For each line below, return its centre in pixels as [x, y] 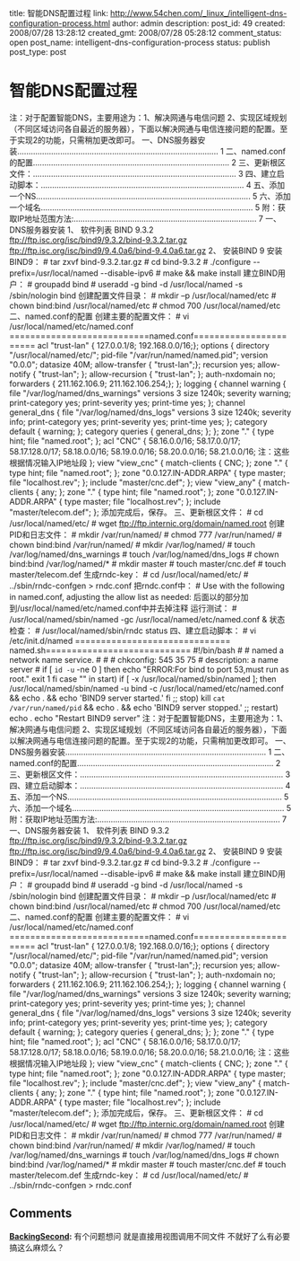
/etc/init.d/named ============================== [120, 640]
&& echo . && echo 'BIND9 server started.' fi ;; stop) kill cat [117, 698]
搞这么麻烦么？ [37, 1248]
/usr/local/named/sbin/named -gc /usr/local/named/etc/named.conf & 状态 [147, 619]
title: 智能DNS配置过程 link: [59, 13]
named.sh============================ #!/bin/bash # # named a [147, 650]
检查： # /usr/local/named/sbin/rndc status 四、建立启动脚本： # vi [133, 630]
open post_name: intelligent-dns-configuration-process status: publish [140, 42]
